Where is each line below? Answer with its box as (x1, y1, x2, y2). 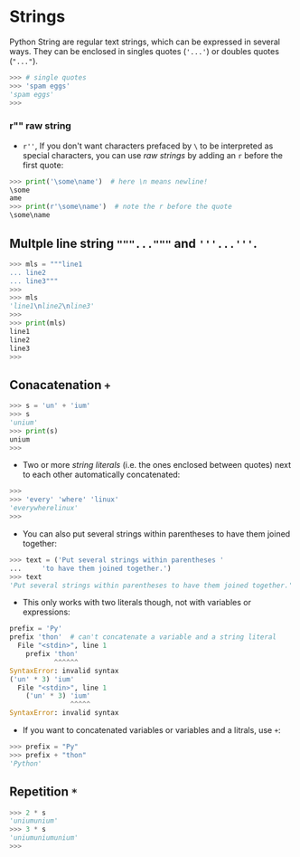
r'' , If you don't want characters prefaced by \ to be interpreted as (22, 140, 274, 151)
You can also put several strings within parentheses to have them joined (22, 528, 291, 539)
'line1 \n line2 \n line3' (9, 301, 95, 311)
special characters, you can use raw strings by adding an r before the (22, 149, 283, 160)
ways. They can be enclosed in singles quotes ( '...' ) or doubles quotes (9, 45, 280, 56)
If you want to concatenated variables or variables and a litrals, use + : (22, 725, 282, 736)
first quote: (22, 159, 64, 170)
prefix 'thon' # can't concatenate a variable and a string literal (9, 633, 277, 642)
